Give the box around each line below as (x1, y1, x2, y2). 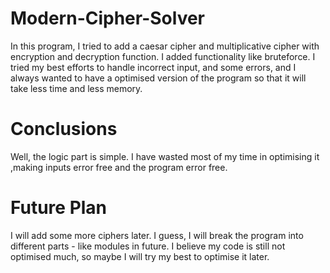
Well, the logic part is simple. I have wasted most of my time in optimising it (10, 150, 320, 162)
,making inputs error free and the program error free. (10, 161, 228, 173)
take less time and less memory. (10, 82, 143, 94)
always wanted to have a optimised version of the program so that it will (10, 72, 307, 84)
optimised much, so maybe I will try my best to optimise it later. (10, 250, 270, 262)
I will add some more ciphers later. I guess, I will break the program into (10, 229, 304, 241)
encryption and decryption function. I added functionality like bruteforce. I (10, 50, 316, 62)
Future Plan (10, 197, 108, 219)
